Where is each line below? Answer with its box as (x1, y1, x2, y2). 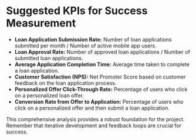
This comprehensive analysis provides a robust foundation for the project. (6, 115, 185, 122)
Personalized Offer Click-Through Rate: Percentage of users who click (14, 86, 188, 93)
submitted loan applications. (14, 54, 83, 62)
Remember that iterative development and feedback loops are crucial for (6, 122, 182, 129)
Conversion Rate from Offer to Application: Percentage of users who (14, 98, 184, 105)
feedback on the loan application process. (14, 79, 117, 86)
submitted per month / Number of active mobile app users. (14, 42, 157, 49)
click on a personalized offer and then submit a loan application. (14, 104, 170, 111)
